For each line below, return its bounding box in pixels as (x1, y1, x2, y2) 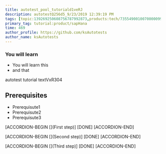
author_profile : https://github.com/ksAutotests (5, 30, 107, 35)
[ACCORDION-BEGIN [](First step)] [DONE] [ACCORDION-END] (5, 124, 134, 130)
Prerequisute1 (12, 104, 41, 110)
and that (12, 67, 30, 73)
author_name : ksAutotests (5, 35, 58, 40)
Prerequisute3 (12, 114, 41, 121)
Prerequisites (5, 91, 47, 99)
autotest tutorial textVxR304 (5, 77, 63, 83)
